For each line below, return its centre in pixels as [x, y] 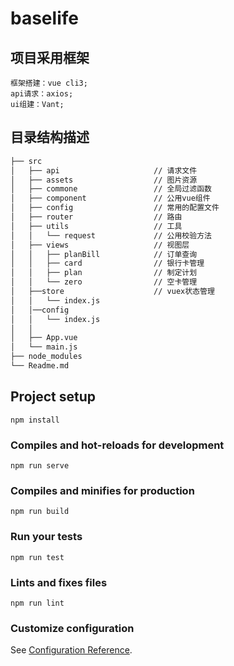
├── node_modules [46, 357]
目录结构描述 [50, 137]
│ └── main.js [44, 347]
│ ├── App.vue [44, 338]
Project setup [53, 397]
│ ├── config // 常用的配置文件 [115, 208]
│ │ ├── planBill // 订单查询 [104, 254]
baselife [44, 18]
